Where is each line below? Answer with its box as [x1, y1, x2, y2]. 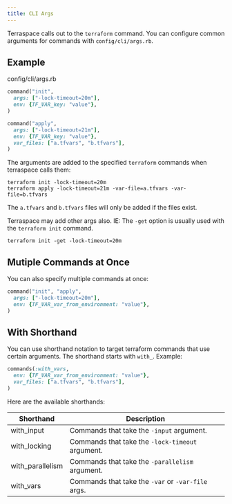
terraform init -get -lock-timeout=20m [7, 237, 122, 244]
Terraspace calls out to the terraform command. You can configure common [7, 29, 225, 37]
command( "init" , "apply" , [7, 288, 81, 295]
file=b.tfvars [7, 191, 48, 198]
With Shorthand [7, 327, 77, 339]
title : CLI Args [7, 10, 54, 17]
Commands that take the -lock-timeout [69, 437, 197, 447]
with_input [10, 425, 45, 435]
